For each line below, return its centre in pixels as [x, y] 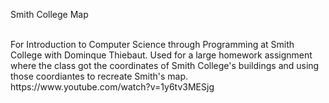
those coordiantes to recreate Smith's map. [99, 76]
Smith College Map [49, 14]
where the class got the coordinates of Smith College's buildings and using [165, 65]
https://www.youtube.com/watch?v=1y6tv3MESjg [112, 87]
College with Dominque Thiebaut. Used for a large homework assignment [161, 55]
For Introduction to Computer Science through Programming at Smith [152, 44]
